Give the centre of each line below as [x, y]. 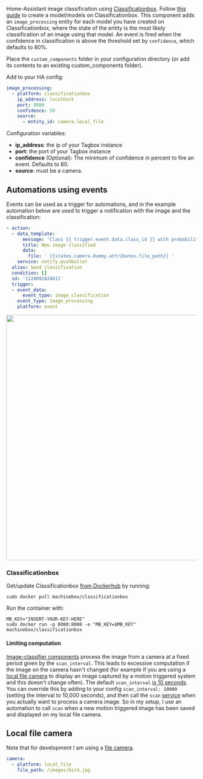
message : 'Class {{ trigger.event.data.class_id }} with [95, 239]
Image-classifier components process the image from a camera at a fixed [98, 656]
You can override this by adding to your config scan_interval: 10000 [92, 688]
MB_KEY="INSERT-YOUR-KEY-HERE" [46, 619]
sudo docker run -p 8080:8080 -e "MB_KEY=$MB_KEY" [71, 624]
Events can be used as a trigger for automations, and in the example [91, 204]
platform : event [38, 307]
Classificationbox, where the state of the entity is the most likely [86, 28]
